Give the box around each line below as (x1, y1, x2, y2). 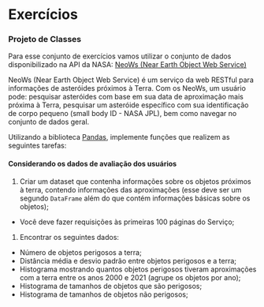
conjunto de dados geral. (8, 117, 90, 127)
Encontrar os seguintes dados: (19, 232, 120, 241)
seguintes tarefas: (8, 140, 67, 151)
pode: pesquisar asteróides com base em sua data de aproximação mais (8, 92, 244, 102)
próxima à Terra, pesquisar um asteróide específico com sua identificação (8, 100, 249, 110)
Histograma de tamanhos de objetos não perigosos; (19, 290, 188, 299)
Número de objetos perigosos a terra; (19, 247, 142, 257)
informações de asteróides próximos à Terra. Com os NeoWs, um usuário (8, 84, 247, 93)
